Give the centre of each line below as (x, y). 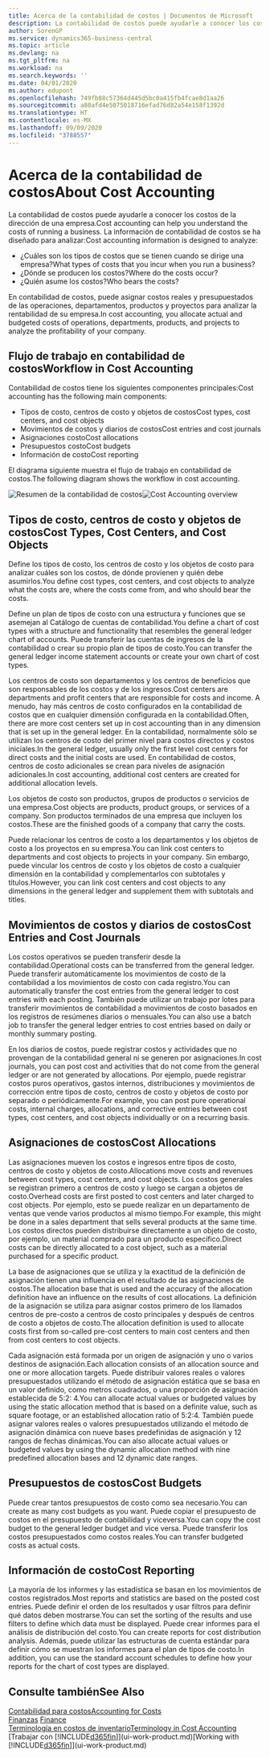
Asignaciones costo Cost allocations (79, 438)
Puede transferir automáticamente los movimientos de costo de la (117, 974)
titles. (17, 900)
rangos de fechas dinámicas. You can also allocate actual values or (119, 1441)
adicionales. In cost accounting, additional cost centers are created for (124, 775)
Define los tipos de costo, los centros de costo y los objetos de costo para (131, 564)
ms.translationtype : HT (48, 113)
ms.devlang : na (34, 53)
